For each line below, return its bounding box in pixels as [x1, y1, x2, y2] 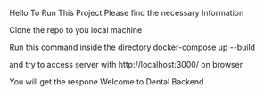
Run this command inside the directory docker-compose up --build [9, 42, 256, 52]
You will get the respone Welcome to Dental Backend [9, 76, 204, 87]
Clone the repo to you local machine [9, 25, 143, 35]
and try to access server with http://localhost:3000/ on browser [9, 60, 243, 69]
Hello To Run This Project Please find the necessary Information [9, 8, 244, 18]
